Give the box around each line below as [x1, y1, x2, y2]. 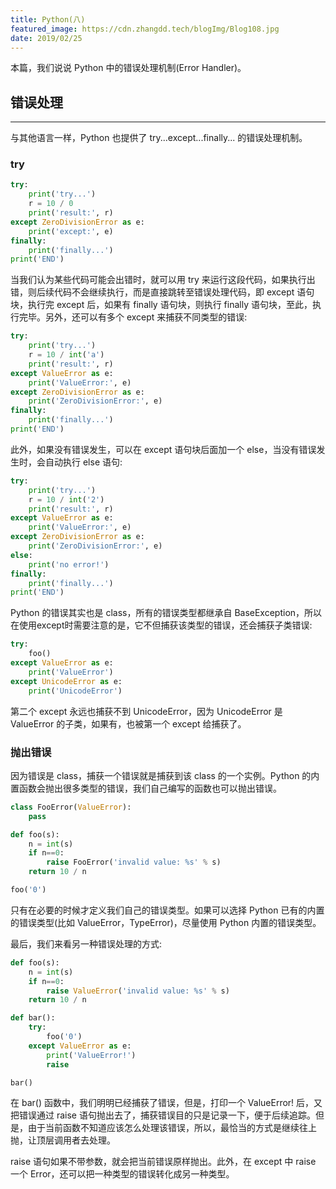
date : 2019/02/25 [10, 33, 83, 43]
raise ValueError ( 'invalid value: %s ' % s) [46, 986, 230, 996]
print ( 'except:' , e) [28, 226, 114, 236]
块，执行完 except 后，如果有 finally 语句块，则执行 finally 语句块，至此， [10, 299, 313, 311]
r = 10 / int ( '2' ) [28, 494, 105, 505]
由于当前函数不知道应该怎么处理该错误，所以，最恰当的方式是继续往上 [27, 1122, 317, 1134]
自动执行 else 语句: [44, 456, 123, 468]
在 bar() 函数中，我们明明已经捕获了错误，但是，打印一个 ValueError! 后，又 [10, 1097, 323, 1109]
